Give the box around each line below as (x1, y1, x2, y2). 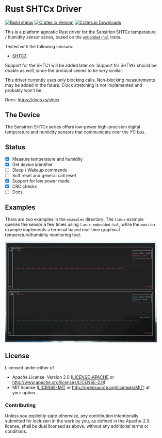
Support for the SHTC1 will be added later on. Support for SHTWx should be (5, 62, 157, 68)
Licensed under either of (5, 365, 54, 370)
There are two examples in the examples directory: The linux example (5, 216, 144, 222)
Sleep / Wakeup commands (12, 167, 67, 173)
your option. (12, 389, 36, 395)
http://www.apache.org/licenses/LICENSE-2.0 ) (12, 379, 106, 385)
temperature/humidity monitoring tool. (5, 232, 81, 237)
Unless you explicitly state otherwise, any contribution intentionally (5, 413, 139, 419)
